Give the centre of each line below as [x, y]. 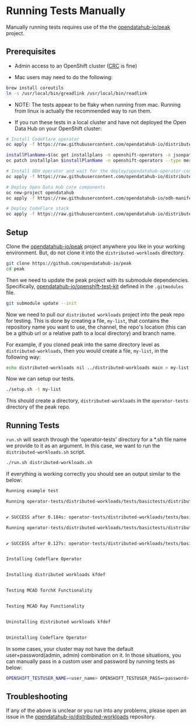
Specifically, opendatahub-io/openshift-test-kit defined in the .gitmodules [95, 286]
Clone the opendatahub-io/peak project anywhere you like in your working [95, 246]
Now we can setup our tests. [41, 379]
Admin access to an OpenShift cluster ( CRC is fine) [76, 66]
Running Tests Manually [66, 11]
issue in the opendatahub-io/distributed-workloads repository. [81, 717]
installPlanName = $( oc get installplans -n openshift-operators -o [88, 155]
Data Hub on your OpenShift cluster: [58, 128]
